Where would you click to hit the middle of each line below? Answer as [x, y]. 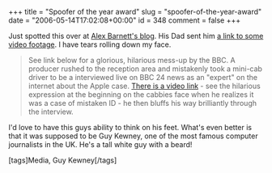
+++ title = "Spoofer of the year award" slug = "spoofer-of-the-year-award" [135, 12]
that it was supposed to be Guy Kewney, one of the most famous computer [133, 136]
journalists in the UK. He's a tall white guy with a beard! [100, 144]
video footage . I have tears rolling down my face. [90, 44]
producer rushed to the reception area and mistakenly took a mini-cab [145, 69]
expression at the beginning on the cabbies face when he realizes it [141, 95]
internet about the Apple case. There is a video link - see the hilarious [144, 86]
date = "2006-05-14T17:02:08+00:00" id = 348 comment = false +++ [125, 20]
